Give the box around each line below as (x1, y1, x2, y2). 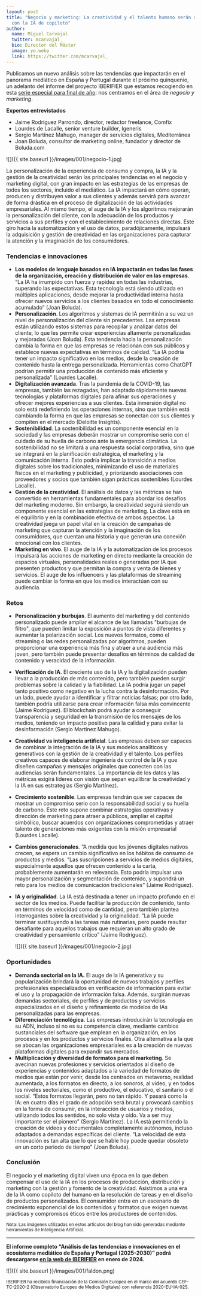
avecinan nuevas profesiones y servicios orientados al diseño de (14, 1061, 175, 1068)
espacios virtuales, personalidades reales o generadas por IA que (14, 558, 177, 565)
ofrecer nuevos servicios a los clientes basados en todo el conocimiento (14, 297, 194, 304)
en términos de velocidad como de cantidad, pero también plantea (14, 906, 179, 913)
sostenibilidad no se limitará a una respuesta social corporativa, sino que (14, 444, 194, 451)
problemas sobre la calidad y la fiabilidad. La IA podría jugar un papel (14, 681, 185, 689)
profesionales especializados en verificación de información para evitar (14, 984, 191, 991)
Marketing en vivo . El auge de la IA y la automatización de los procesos (14, 546, 193, 553)
